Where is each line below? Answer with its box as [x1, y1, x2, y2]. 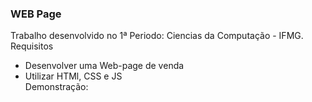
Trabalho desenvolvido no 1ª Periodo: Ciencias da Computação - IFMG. [10, 30, 304, 42]
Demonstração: [24, 81, 89, 93]
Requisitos [10, 40, 54, 52]
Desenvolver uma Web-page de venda [24, 60, 185, 72]
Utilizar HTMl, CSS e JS [24, 70, 123, 82]
